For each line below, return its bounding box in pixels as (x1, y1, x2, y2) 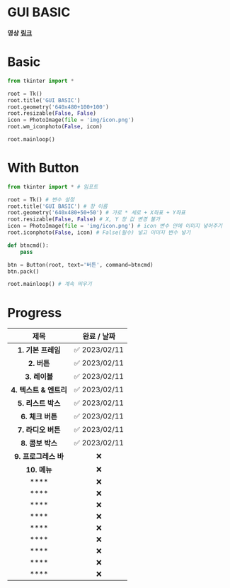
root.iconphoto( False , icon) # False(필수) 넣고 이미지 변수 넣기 (7, 229, 191, 236)
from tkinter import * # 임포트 (7, 183, 98, 190)
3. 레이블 (24, 372, 53, 382)
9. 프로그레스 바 (13, 452, 64, 462)
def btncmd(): (7, 242, 50, 249)
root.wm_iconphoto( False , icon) (7, 123, 103, 131)
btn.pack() (7, 267, 40, 275)
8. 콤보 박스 (21, 438, 58, 448)
